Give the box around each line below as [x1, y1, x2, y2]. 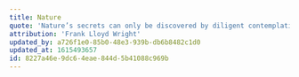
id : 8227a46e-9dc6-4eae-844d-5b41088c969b [9, 54, 169, 63]
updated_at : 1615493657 [9, 46, 98, 55]
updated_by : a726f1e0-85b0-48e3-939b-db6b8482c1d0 [9, 37, 201, 47]
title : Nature [9, 12, 62, 22]
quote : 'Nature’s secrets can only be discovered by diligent [9, 21, 245, 30]
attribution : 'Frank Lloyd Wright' [9, 29, 141, 38]
